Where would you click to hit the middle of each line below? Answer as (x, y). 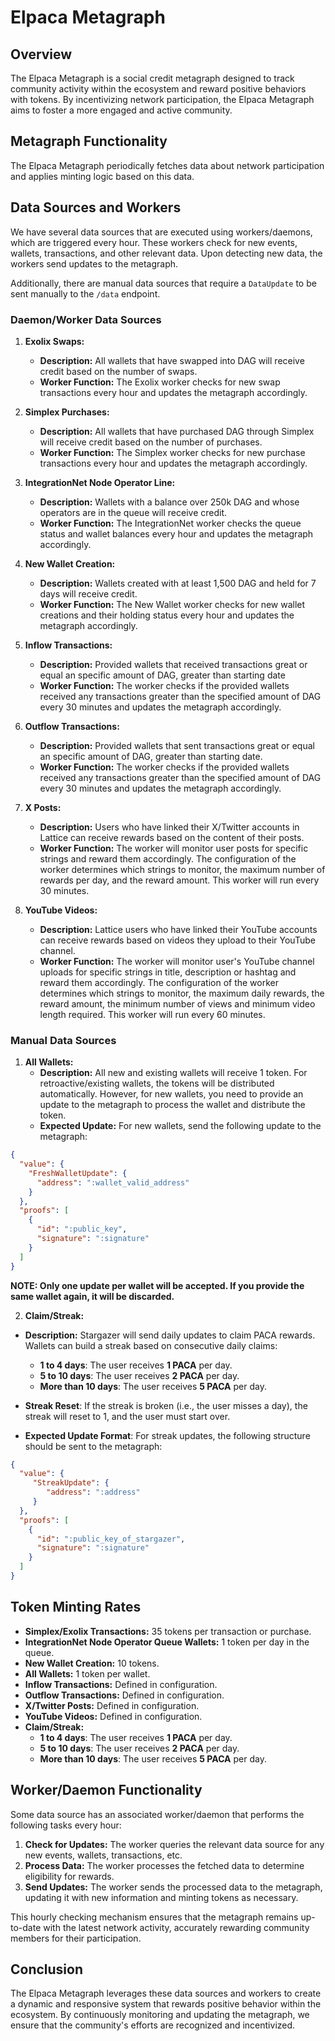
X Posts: (43, 807)
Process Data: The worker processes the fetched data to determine (164, 1865)
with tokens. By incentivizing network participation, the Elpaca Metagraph (162, 99)
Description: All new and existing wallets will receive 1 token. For (173, 1073)
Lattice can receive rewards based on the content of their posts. (172, 837)
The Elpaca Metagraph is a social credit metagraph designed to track (152, 78)
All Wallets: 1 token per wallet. (87, 1673)
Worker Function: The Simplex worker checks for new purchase (172, 452)
